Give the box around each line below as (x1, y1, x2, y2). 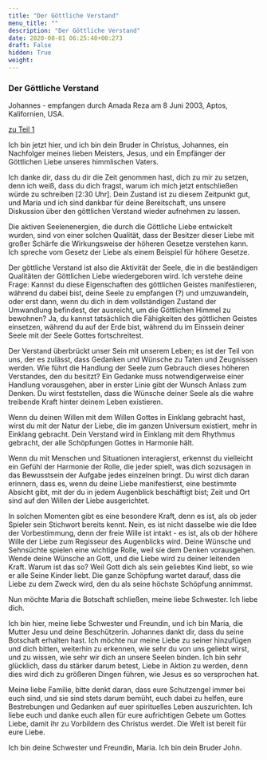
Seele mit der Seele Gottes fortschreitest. (8, 331, 144, 340)
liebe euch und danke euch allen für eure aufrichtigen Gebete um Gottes (8, 711, 246, 720)
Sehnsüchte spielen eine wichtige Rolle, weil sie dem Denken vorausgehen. (8, 545, 256, 555)
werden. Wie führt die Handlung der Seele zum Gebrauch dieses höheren (8, 363, 249, 373)
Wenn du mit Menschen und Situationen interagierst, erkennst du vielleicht (8, 453, 253, 463)
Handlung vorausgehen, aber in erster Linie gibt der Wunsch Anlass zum (8, 380, 247, 390)
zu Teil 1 (8, 125, 35, 134)
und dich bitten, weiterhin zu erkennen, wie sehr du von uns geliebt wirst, (8, 644, 249, 654)
